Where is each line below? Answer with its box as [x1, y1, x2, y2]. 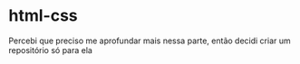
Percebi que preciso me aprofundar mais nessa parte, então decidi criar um [8, 35, 291, 46]
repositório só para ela [8, 44, 92, 55]
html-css [8, 5, 78, 26]
